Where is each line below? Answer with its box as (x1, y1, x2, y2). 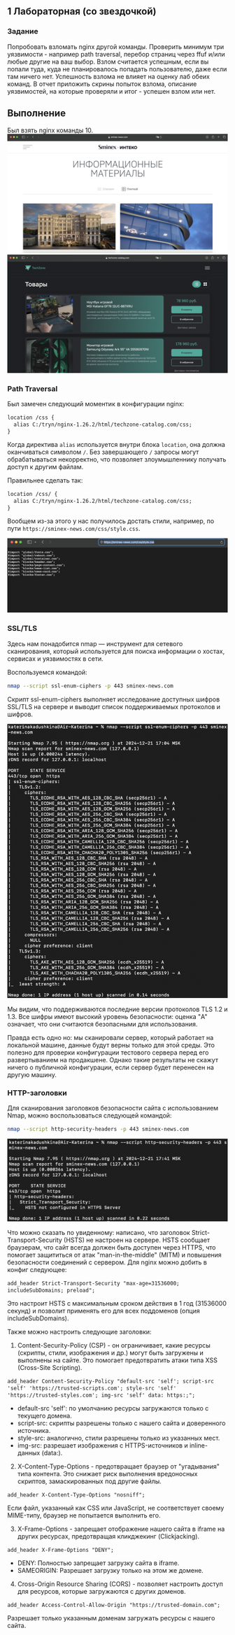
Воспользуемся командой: (7, 668, 87, 676)
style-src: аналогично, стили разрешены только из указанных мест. (17, 1434, 220, 1443)
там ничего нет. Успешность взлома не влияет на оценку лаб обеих (7, 72, 210, 80)
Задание (7, 27, 38, 36)
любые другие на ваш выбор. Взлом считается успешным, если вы (7, 57, 209, 66)
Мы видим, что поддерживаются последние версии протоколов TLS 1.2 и (7, 1005, 228, 1013)
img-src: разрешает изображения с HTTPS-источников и (17, 1441, 188, 1450)
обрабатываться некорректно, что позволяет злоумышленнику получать (7, 455, 227, 464)
